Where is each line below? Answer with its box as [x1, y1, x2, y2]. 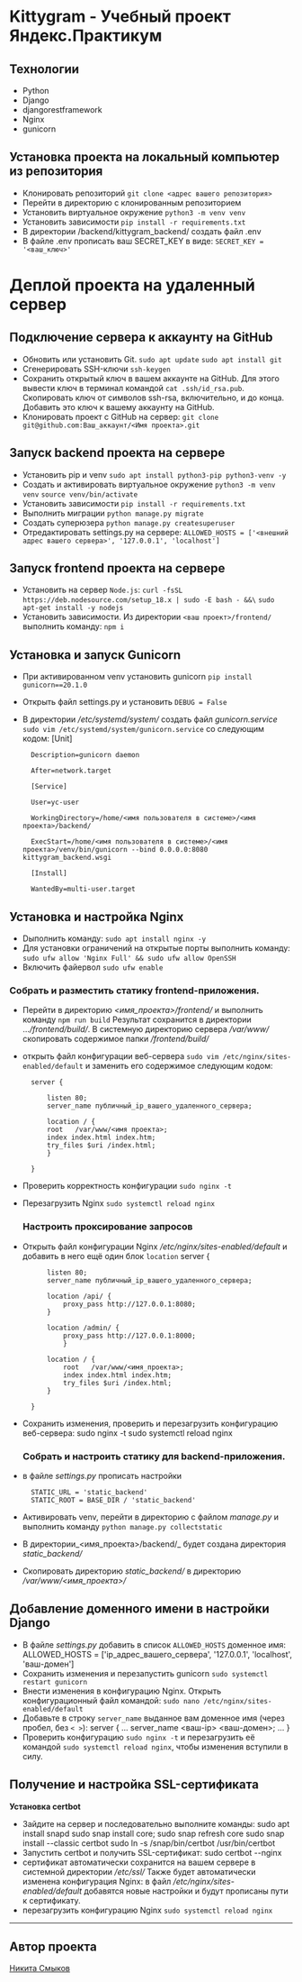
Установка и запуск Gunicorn [9, 647, 182, 662]
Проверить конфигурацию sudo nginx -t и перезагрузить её [22, 1731, 255, 1742]
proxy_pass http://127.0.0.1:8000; [62, 1331, 196, 1340]
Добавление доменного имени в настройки [9, 1602, 270, 1617]
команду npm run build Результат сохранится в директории [22, 1014, 252, 1025]
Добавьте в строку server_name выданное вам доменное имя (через [22, 1713, 285, 1723]
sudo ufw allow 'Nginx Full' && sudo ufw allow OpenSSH [22, 954, 236, 964]
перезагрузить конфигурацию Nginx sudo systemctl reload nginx [22, 1904, 273, 1915]
